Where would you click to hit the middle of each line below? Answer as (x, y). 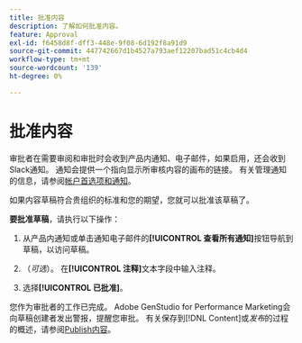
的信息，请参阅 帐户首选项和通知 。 (73, 180)
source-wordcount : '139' (56, 68)
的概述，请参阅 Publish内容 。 (63, 329)
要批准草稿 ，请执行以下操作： (64, 219)
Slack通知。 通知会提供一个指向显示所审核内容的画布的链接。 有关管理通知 (148, 169)
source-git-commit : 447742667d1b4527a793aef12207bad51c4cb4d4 (128, 51)
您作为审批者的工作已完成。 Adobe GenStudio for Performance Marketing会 (150, 306)
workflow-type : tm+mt (50, 59)
